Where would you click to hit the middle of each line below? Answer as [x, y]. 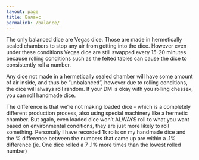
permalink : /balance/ [33, 23]
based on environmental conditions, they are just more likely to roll [88, 126]
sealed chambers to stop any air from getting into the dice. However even [96, 46]
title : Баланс [24, 17]
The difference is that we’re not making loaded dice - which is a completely [99, 107]
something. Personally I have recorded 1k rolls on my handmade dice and [96, 132]
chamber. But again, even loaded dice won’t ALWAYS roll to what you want [98, 120]
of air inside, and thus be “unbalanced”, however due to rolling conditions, [97, 83]
